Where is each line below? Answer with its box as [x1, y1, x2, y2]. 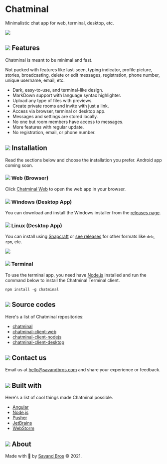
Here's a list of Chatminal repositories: [5, 313, 84, 319]
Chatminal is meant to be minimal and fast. [5, 57, 93, 63]
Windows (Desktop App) [11, 198, 72, 205]
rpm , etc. [5, 239, 22, 245]
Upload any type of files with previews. [12, 97, 93, 103]
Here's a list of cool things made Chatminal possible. [5, 395, 113, 401]
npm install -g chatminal [5, 287, 59, 292]
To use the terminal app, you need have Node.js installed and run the [5, 272, 147, 278]
